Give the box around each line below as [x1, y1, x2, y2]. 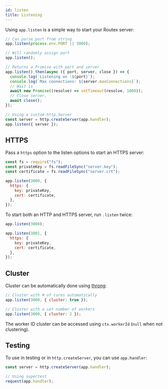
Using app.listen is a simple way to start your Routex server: [5, 26, 134, 32]
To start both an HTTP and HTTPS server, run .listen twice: [5, 211, 133, 218]
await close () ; [10, 98, 43, 103]
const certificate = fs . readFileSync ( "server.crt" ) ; [5, 169, 120, 174]
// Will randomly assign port [5, 50, 70, 56]
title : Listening [5, 12, 43, 17]
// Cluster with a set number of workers [5, 307, 95, 312]
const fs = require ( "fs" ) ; [5, 160, 63, 165]
